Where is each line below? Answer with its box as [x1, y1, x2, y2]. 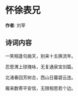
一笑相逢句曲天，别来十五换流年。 [5, 53, 76, 59]
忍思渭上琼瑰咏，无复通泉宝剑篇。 [5, 64, 76, 70]
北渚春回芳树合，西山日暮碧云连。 [5, 74, 76, 80]
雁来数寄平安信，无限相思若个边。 [5, 85, 76, 91]
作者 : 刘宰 [5, 22, 26, 28]
